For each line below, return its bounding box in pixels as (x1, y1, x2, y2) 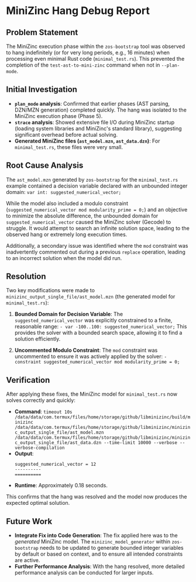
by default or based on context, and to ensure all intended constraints (14, 550, 183, 557)
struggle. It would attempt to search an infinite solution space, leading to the (6, 224, 190, 231)
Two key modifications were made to (6, 287, 95, 294)
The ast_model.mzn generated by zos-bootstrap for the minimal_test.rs (6, 176, 178, 183)
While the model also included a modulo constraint (6, 200, 129, 207)
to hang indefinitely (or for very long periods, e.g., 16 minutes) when (6, 49, 170, 56)
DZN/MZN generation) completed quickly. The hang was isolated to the (14, 106, 187, 113)
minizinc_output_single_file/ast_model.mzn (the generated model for (6, 293, 176, 300)
